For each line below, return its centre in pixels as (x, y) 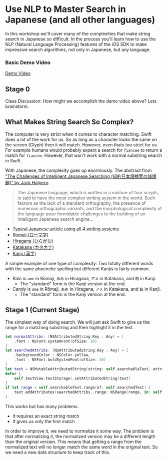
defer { (13, 374)
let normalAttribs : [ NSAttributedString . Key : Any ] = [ (64, 336)
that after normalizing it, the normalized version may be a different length (80, 436)
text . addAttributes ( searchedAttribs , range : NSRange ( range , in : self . (89, 392)
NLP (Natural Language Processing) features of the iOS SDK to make (76, 44)
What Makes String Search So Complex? (69, 122)
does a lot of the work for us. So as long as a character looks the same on (81, 139)
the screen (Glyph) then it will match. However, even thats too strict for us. (82, 145)
